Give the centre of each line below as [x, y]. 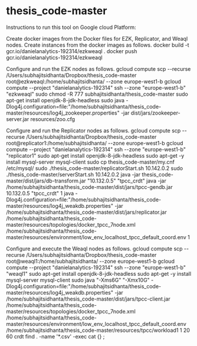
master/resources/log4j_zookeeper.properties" [63, 113]
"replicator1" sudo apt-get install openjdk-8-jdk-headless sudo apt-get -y [95, 155]
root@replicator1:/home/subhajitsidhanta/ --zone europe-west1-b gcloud [95, 143]
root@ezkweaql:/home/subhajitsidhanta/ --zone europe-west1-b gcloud [94, 81]
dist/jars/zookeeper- [156, 113]
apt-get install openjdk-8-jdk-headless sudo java [65, 100]
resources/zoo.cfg [53, 119]
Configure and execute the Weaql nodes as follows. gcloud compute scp [94, 249]
